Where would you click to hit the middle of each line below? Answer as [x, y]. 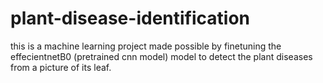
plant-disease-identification [130, 18]
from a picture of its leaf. [61, 67]
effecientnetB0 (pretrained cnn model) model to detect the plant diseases [161, 56]
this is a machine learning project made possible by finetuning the [146, 46]
